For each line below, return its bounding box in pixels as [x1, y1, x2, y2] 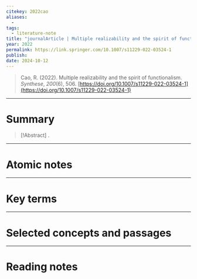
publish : [6, 52, 28, 58]
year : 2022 [6, 42, 33, 48]
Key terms [6, 192, 57, 206]
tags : [6, 25, 19, 31]
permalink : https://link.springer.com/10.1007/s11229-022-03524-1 [6, 47, 172, 53]
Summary [6, 112, 55, 126]
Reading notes [6, 260, 78, 274]
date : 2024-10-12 [6, 58, 49, 63]
